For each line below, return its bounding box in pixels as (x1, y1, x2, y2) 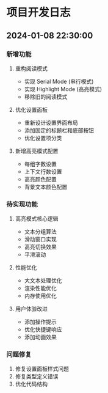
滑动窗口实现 (24, 236, 57, 243)
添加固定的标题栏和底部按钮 (24, 127, 95, 134)
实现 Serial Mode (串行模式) (24, 78, 94, 85)
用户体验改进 (15, 305, 48, 312)
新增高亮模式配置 (15, 147, 59, 155)
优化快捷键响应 (24, 326, 62, 333)
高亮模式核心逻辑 (15, 215, 59, 222)
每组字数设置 (24, 160, 57, 167)
